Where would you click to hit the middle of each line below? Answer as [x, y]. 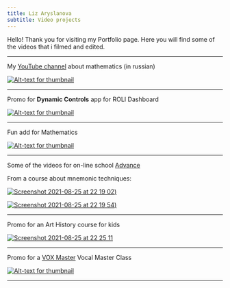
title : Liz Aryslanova [39, 13]
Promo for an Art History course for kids [64, 224]
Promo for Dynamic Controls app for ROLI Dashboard [83, 99]
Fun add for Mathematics [42, 132]
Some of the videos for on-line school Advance [74, 165]
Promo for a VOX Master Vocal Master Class [69, 257]
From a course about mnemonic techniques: [69, 178]
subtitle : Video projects [44, 20]
